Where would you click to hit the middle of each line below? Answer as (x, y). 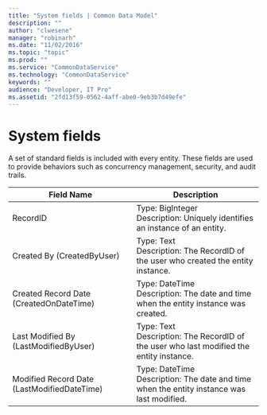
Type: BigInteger (167, 208)
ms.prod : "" (28, 60)
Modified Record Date (53, 379)
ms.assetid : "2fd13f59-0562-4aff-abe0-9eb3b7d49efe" (97, 97)
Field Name (71, 195)
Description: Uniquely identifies (195, 218)
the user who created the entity (195, 261)
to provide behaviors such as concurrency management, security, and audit (132, 167)
